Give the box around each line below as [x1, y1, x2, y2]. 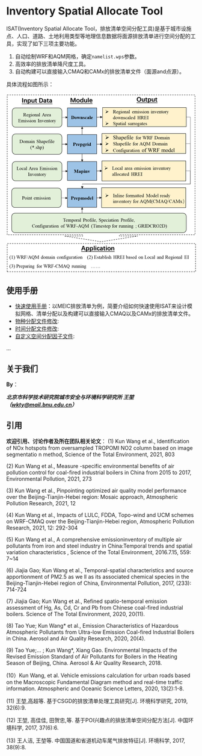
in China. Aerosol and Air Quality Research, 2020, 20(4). [6, 634, 146, 642]
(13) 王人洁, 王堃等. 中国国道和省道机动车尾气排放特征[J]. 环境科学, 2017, [6, 737, 185, 744]
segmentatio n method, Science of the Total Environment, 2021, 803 [6, 451, 176, 458]
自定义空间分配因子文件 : [14, 333, 75, 340]
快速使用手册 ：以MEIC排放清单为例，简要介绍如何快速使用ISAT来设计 [14, 302, 188, 310]
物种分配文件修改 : [14, 317, 59, 325]
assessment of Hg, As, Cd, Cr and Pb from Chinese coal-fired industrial [6, 604, 183, 611]
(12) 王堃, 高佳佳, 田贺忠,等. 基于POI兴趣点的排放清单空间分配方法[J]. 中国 [6, 716, 188, 723]
